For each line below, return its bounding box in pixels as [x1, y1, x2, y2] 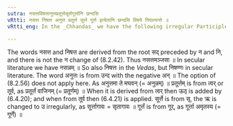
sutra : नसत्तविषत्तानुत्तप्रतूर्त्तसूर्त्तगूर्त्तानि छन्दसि [7, 10, 99, 17]
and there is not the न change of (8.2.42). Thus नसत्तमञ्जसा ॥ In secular [7, 56, 205, 64]
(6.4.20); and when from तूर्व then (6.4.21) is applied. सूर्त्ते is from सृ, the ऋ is [7, 95, 217, 103]
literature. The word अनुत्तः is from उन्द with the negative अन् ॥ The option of [7, 71, 216, 80]
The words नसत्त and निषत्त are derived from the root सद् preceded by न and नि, [7, 48, 223, 56]
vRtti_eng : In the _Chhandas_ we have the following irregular [7, 23, 194, 30]
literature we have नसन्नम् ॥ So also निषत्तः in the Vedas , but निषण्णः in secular [7, 64, 214, 72]
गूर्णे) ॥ [7, 110, 23, 118]
